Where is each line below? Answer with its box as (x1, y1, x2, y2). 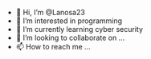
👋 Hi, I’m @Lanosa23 (15, 8, 86, 17)
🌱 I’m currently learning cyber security (15, 25, 143, 33)
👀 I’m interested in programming (15, 16, 123, 26)
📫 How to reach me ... (15, 42, 91, 51)
